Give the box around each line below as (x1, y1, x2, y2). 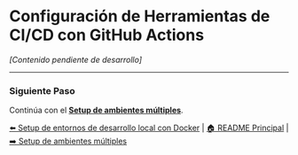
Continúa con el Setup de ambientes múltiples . (9, 105, 184, 116)
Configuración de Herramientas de (9, 6, 271, 27)
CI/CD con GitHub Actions (9, 25, 205, 45)
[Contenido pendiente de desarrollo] (9, 54, 143, 65)
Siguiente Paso (9, 84, 75, 97)
